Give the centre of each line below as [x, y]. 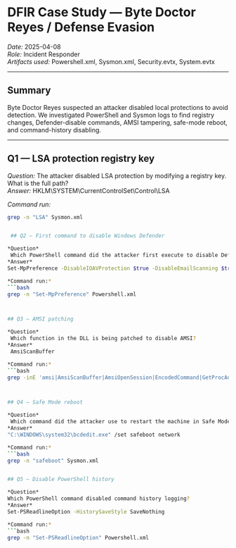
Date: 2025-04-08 [34, 46]
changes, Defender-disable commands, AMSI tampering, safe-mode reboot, [118, 122]
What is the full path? [38, 183]
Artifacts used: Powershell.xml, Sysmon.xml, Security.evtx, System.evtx [111, 61]
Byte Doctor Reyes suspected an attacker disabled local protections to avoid [118, 107]
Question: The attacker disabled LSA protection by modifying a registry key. [117, 175]
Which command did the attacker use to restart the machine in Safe [113, 422]
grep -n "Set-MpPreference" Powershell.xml [72, 294]
